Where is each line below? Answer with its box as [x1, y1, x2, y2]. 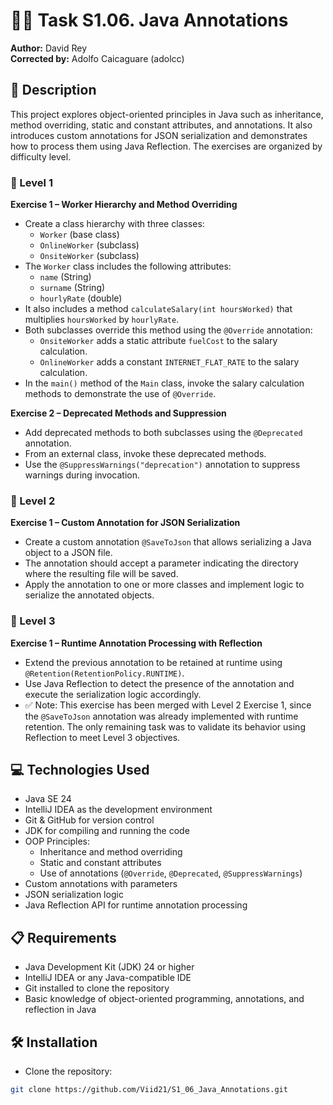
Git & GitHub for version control [24, 814, 155, 826]
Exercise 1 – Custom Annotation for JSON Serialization [10, 517, 241, 529]
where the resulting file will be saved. [24, 568, 179, 580]
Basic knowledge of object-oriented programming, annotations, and [24, 993, 305, 1005]
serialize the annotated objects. [24, 589, 155, 601]
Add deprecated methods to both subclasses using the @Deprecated [24, 427, 303, 439]
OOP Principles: [24, 835, 91, 848]
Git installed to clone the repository [24, 982, 170, 994]
